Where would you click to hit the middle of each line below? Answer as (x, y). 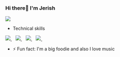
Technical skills (29, 28)
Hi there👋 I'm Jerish (30, 8)
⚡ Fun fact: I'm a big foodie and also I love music (64, 49)
